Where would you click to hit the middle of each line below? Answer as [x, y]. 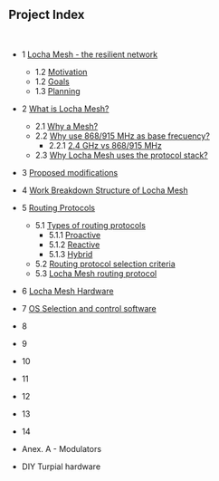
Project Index [47, 15]
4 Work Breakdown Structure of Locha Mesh [105, 190]
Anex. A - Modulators [61, 448]
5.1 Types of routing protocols [90, 225]
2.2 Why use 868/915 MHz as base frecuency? [122, 136]
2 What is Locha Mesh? [65, 109]
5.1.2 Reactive [74, 245]
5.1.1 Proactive [75, 235]
